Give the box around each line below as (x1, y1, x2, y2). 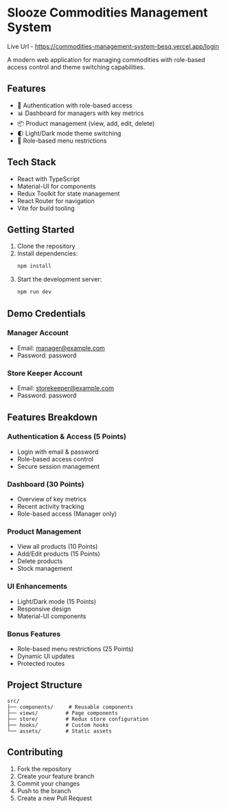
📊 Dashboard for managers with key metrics (16, 109, 144, 117)
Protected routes (16, 659, 65, 667)
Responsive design (16, 605, 71, 613)
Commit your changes (16, 779, 80, 788)
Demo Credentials (7, 308, 86, 319)
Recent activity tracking (16, 503, 84, 511)
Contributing (7, 746, 63, 758)
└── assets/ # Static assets (7, 728, 112, 735)
